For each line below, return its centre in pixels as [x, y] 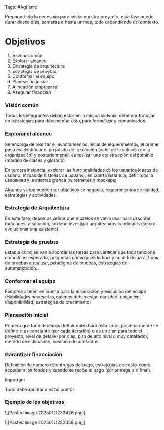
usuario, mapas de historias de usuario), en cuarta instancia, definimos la [79, 175]
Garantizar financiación [34, 354]
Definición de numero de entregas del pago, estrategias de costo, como [78, 365]
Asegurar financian [31, 92]
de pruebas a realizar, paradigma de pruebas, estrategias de [66, 263]
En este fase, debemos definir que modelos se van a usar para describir [78, 218]
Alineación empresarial [35, 87]
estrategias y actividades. [31, 195]
